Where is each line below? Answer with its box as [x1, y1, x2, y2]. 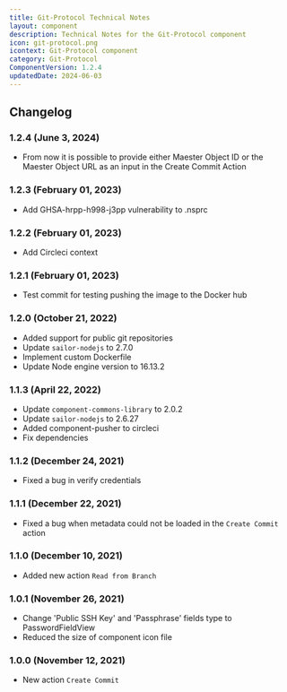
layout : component [9, 22, 78, 30]
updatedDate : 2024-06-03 [9, 72, 102, 81]
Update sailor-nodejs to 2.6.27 [22, 413, 139, 424]
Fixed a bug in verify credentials [22, 475, 142, 486]
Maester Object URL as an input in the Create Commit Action [22, 161, 247, 172]
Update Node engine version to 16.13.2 [22, 360, 165, 372]
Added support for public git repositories [22, 333, 173, 343]
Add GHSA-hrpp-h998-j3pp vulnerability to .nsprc [22, 203, 208, 215]
